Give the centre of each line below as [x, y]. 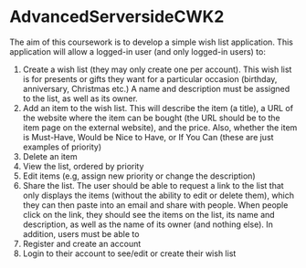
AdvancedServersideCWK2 [117, 17]
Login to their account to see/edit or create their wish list [129, 253]
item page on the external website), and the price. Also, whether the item [160, 127]
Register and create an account [82, 243]
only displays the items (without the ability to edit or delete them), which [158, 195]
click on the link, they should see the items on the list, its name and [149, 214]
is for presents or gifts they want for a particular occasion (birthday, [150, 78]
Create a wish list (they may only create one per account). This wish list [157, 69]
